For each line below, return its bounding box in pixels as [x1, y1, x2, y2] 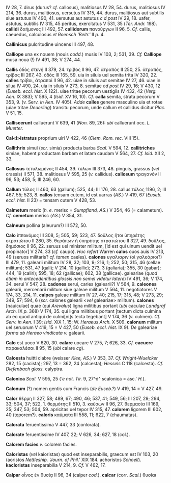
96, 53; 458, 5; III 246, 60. [6, 176, 61, 183]
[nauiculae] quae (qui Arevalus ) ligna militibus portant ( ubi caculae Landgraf [6, 303, 166, 309]
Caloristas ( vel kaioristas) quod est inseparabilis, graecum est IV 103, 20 [6, 451, 158, 457]
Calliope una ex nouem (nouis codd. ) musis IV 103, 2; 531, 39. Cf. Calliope [6, 51, 162, 57]
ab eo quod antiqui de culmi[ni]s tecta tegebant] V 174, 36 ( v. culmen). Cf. [6, 314, 161, 319]
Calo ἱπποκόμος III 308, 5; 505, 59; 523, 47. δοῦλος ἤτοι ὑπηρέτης [6, 232, 145, 238]
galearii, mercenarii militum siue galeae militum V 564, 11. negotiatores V [6, 287, 157, 292]
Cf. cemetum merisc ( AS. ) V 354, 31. [6, 213, 83, 218]
